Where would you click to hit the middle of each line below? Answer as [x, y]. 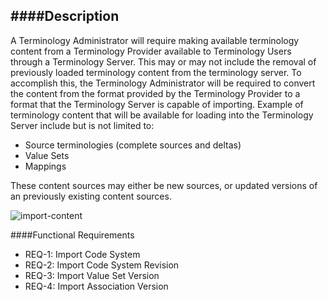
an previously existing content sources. [91, 196]
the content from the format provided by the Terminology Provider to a [155, 93]
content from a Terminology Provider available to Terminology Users [151, 51]
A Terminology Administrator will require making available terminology [155, 40]
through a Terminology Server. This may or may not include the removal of [163, 61]
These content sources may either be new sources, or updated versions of [164, 185]
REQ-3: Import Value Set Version [92, 275]
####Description [65, 16]
